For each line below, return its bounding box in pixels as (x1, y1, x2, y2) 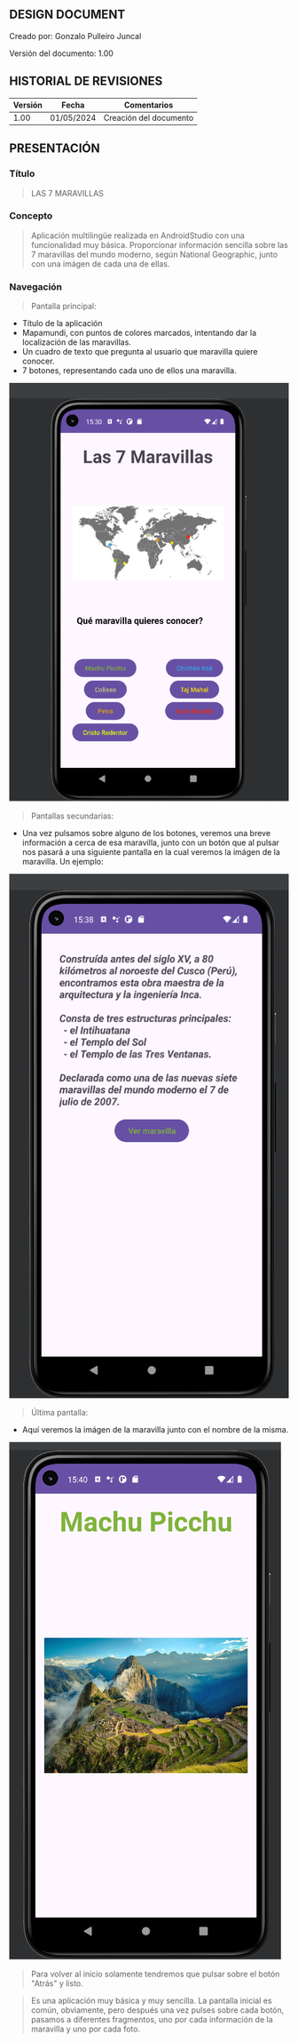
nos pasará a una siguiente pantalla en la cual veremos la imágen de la (21, 846, 281, 857)
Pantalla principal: (30, 301, 97, 312)
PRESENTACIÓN (9, 141, 100, 156)
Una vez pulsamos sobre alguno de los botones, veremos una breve (21, 827, 271, 838)
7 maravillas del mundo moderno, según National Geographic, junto (30, 249, 278, 259)
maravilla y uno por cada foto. (30, 2023, 140, 2034)
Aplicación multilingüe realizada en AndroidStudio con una (30, 230, 246, 241)
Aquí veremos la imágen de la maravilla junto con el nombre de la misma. (21, 1424, 289, 1434)
